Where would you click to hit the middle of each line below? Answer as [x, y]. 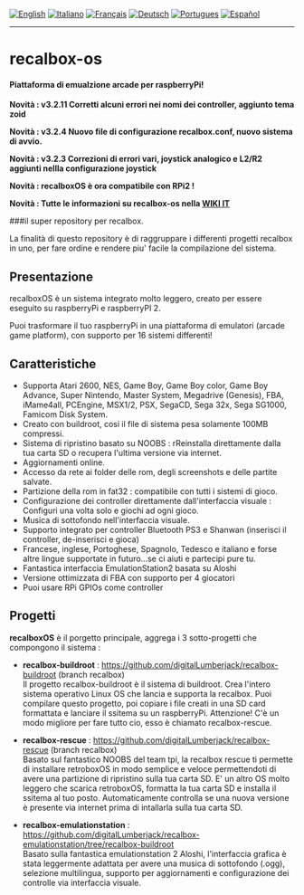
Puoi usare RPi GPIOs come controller [93, 587]
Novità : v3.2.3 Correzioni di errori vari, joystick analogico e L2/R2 [136, 159]
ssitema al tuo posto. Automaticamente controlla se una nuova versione [156, 797]
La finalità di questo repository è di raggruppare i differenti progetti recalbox [151, 239]
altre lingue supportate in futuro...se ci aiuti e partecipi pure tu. [139, 559]
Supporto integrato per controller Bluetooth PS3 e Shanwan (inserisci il [154, 530]
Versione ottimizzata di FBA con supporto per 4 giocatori [128, 578]
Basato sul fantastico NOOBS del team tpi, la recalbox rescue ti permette [158, 759]
